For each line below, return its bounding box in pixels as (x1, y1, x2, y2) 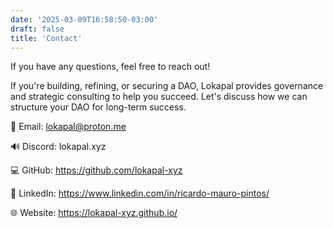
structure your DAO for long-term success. (10, 101, 187, 113)
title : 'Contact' (10, 33, 83, 43)
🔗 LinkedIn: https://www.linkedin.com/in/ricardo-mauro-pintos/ (10, 187, 270, 200)
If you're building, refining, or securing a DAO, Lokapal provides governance (10, 80, 324, 92)
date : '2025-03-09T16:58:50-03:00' (10, 14, 159, 25)
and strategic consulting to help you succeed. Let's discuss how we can (10, 91, 308, 103)
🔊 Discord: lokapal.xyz (10, 141, 107, 153)
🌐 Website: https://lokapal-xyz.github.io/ (10, 207, 178, 219)
